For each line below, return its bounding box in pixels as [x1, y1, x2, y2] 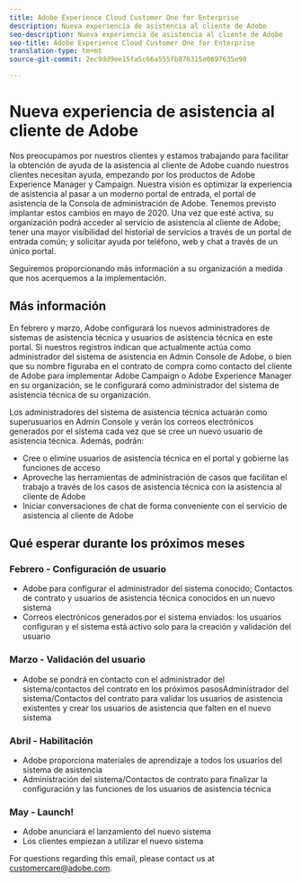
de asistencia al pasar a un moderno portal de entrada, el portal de [9, 188, 256, 198]
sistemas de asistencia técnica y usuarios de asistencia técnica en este [9, 331, 273, 342]
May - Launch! [9, 806, 75, 818]
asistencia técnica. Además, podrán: [9, 435, 145, 445]
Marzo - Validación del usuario [9, 653, 146, 666]
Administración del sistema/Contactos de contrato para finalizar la [22, 774, 268, 785]
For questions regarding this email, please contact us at [9, 853, 216, 864]
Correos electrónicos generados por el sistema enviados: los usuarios [22, 612, 282, 622]
